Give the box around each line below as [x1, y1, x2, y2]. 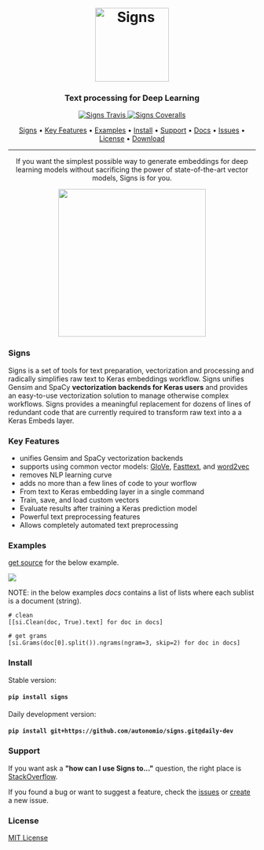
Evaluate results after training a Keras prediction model [19, 503, 198, 514]
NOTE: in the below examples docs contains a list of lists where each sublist [8, 588, 255, 597]
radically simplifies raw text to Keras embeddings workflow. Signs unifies [8, 373, 245, 384]
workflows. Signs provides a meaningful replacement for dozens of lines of [8, 399, 251, 408]
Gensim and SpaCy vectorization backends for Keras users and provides [8, 382, 248, 392]
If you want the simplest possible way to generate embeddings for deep [15, 157, 249, 166]
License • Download [99, 134, 165, 143]
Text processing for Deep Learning [64, 93, 200, 104]
